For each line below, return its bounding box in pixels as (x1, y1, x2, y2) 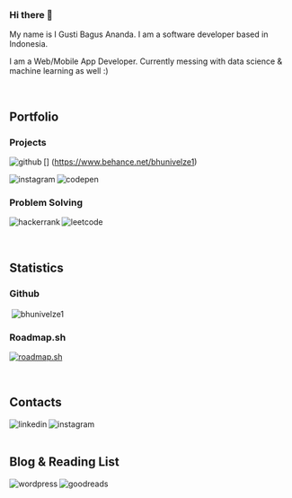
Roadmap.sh (9, 331, 66, 343)
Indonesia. (9, 39, 49, 49)
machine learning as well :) (9, 66, 110, 76)
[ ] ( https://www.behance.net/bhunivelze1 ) (43, 156, 198, 167)
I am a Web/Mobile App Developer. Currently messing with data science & (9, 56, 283, 67)
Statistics (9, 260, 65, 275)
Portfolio (9, 109, 59, 124)
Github (9, 287, 40, 299)
